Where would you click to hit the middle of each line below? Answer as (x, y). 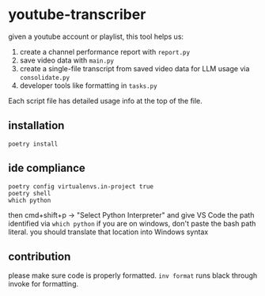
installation (36, 125)
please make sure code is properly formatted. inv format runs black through (133, 275)
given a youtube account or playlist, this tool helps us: (96, 36)
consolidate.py (45, 78)
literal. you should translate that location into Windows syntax (108, 232)
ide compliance (47, 168)
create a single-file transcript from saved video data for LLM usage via (134, 68)
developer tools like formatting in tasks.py (88, 85)
